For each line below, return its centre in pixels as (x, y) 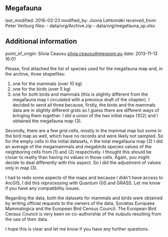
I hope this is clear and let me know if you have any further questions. (77, 229)
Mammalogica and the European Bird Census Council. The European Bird (81, 208)
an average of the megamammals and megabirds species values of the (78, 146)
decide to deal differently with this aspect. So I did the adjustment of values (83, 162)
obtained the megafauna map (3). (47, 121)
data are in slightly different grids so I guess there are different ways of (86, 110)
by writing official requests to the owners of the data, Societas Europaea (80, 203)
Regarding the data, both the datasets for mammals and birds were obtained (84, 198)
